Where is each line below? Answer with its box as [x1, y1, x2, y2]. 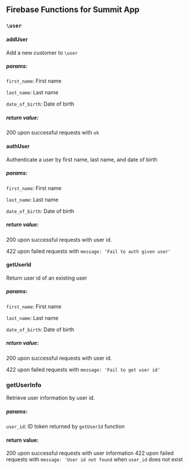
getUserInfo [6, 381, 41, 389]
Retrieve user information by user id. [6, 394, 95, 401]
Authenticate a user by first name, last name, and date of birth [6, 156, 158, 163]
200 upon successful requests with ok [6, 129, 100, 136]
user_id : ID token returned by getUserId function [6, 423, 125, 430]
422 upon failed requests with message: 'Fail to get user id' [6, 366, 161, 373]
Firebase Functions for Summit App [6, 5, 140, 15]
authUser [6, 142, 30, 150]
